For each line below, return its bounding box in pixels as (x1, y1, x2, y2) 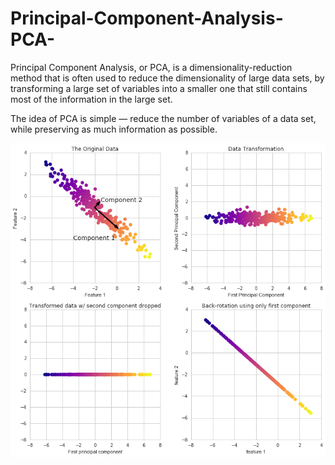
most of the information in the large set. (10, 93, 173, 105)
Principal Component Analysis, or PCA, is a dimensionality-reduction (10, 61, 293, 73)
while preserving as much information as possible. (10, 123, 218, 135)
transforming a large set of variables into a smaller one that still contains (10, 82, 308, 94)
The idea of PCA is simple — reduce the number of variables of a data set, (10, 112, 317, 124)
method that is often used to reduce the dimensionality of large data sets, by (10, 72, 325, 84)
